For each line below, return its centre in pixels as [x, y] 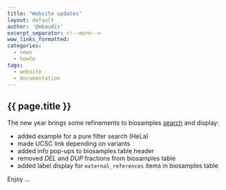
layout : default [31, 20]
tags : [15, 65]
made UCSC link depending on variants [74, 144]
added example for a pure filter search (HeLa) [83, 137]
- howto [25, 59]
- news [23, 53]
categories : [24, 46]
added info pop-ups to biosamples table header [86, 151]
